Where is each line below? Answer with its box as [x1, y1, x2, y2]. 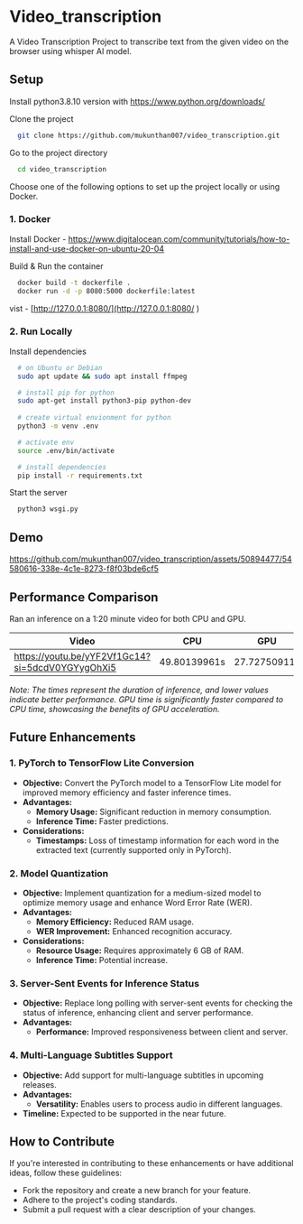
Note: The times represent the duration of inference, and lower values [9, 684, 269, 695]
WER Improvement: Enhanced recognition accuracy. [35, 925, 233, 936]
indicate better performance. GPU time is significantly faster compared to [9, 693, 284, 705]
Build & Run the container [9, 260, 104, 272]
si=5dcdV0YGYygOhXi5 [14, 661, 117, 673]
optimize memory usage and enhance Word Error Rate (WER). [22, 896, 252, 908]
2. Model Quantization [9, 867, 109, 879]
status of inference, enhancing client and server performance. [22, 1007, 254, 1018]
